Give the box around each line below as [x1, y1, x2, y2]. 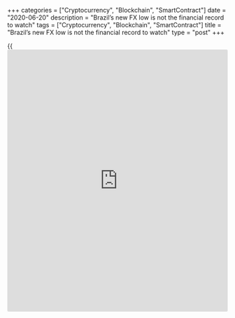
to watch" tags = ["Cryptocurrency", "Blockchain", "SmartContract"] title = [7, 21, 222, 29]
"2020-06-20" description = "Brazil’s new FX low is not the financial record [7, 13, 225, 22]
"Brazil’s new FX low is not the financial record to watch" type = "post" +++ [7, 28, 225, 36]
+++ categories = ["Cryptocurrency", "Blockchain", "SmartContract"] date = [7, 6, 227, 14]
